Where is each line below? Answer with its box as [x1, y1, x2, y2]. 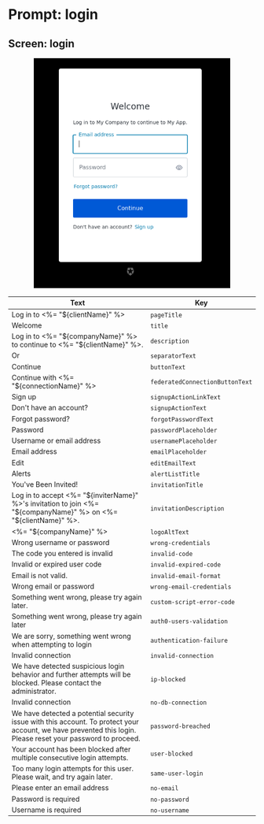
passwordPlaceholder [150, 426, 218, 434]
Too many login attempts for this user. [11, 764, 134, 774]
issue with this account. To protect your [11, 717, 139, 726]
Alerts [11, 469, 31, 478]
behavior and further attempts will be [11, 670, 131, 679]
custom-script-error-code [150, 598, 236, 606]
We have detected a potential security [11, 708, 134, 718]
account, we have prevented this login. [11, 725, 137, 734]
